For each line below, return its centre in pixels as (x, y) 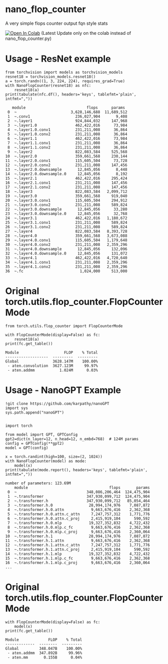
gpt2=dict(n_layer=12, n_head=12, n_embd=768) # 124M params (72, 439)
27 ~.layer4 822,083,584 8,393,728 (66, 231)
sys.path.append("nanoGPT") (35, 413)
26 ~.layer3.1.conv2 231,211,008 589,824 (66, 227)
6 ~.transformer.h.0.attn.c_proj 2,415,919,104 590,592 (79, 519)
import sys (17, 408)
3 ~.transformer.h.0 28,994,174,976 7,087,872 (79, 505)
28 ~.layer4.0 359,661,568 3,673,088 (66, 236)
